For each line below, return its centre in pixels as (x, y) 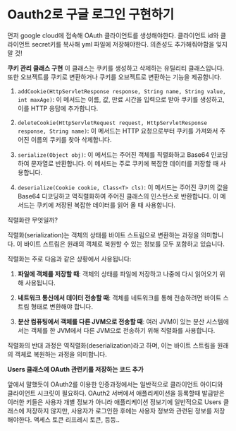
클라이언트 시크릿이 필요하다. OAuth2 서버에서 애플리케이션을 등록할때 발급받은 (116, 393)
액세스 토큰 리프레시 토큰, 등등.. (76, 419)
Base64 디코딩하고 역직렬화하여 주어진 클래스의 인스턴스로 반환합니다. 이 (118, 196)
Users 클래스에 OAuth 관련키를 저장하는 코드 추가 (76, 369)
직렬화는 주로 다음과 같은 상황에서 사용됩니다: (69, 259)
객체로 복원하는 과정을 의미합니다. (61, 354)
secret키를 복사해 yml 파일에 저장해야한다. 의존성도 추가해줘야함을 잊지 (129, 44)
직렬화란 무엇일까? (33, 220)
